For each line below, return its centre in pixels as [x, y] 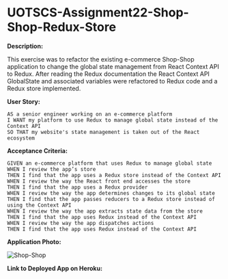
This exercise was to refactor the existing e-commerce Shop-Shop [101, 59]
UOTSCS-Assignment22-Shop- [98, 13]
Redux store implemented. [44, 88]
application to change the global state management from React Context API [113, 66]
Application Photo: [34, 241]
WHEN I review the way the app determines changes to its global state [111, 193]
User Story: [24, 101]
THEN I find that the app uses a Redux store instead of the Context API [114, 175]
